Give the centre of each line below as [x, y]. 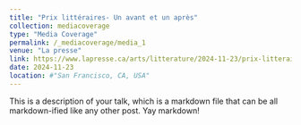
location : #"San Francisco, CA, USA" [80, 76]
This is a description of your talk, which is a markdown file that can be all [144, 101]
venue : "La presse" [46, 51]
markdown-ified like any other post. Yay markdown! [104, 110]
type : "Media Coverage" [54, 34]
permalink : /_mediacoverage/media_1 [77, 42]
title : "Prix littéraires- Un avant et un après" [104, 17]
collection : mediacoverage [60, 26]
